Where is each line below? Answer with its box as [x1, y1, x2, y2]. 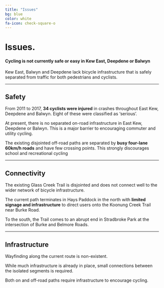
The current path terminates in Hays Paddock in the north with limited [5, 197, 146, 203]
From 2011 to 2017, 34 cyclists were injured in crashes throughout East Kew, [5, 106, 159, 112]
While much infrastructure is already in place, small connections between [5, 263, 153, 269]
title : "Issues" [5, 7, 38, 12]
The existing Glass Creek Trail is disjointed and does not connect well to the [5, 182, 158, 188]
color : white [5, 16, 32, 21]
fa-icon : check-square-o [5, 20, 56, 26]
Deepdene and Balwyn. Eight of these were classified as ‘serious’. [5, 111, 138, 117]
